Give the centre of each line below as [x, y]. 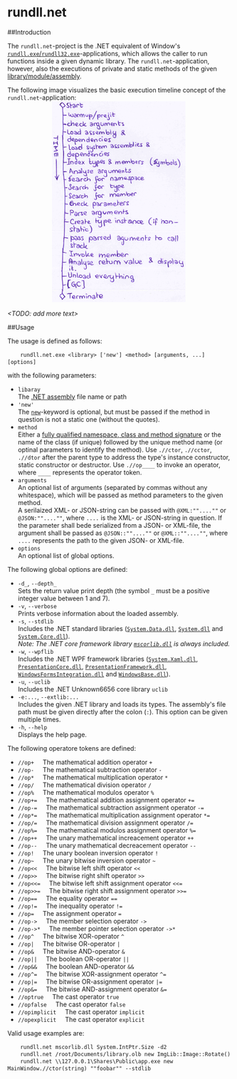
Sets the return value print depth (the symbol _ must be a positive [114, 590]
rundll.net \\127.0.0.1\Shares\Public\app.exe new [97, 1061]
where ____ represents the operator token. [80, 472]
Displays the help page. [52, 734]
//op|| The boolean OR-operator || [73, 959]
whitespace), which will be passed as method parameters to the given [120, 495]
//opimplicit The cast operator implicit [81, 1011]
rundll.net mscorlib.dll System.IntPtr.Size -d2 [94, 1047]
